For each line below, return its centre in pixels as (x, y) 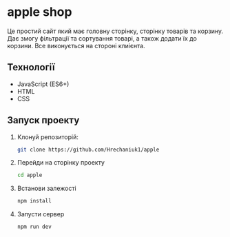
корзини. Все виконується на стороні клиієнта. (76, 45)
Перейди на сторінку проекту (61, 163)
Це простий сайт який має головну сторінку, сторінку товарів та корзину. (115, 31)
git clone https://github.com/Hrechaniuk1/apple (88, 150)
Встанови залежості (47, 188)
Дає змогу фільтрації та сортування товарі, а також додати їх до (102, 38)
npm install (34, 201)
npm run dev (34, 227)
